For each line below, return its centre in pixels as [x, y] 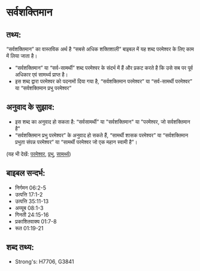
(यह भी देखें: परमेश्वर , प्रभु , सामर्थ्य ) [39, 154]
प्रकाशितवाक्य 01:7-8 [36, 221]
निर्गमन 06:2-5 [31, 188]
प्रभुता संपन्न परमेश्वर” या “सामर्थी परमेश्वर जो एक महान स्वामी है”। [76, 142]
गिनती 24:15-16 [32, 215]
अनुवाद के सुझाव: [31, 107]
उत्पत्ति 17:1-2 [29, 194]
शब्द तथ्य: [20, 247]
